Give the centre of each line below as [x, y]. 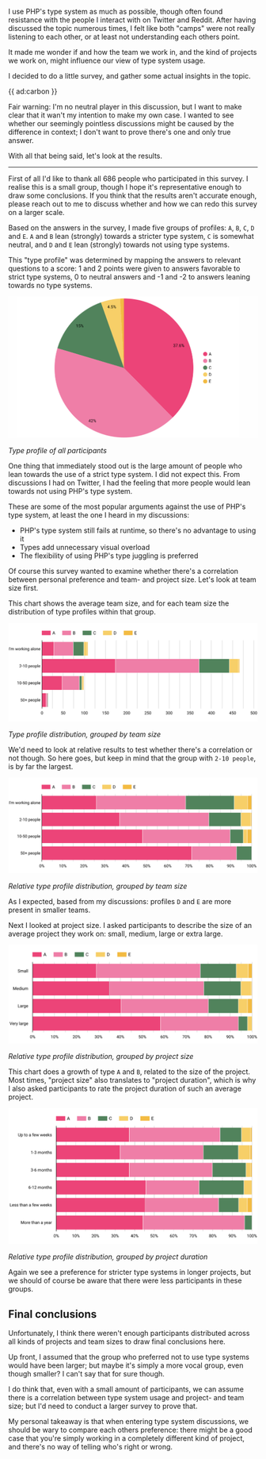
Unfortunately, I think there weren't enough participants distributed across [129, 1334]
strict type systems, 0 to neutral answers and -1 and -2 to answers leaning [129, 277]
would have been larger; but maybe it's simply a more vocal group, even [126, 1365]
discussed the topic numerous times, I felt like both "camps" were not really [131, 28]
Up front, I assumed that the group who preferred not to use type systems [129, 1357]
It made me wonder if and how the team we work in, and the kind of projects [133, 52]
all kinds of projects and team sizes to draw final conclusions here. [117, 1342]
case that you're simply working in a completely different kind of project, [127, 1438]
